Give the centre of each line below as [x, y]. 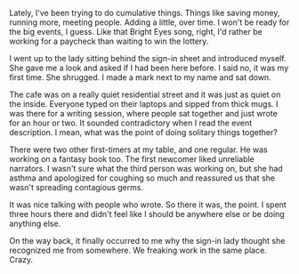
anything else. [35, 223]
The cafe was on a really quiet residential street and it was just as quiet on [145, 94]
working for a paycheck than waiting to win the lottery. [109, 41]
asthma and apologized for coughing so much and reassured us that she [142, 178]
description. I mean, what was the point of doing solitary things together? [143, 132]
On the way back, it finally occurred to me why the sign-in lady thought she [147, 241]
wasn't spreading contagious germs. [77, 187]
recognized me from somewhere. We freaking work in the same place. [138, 250]
